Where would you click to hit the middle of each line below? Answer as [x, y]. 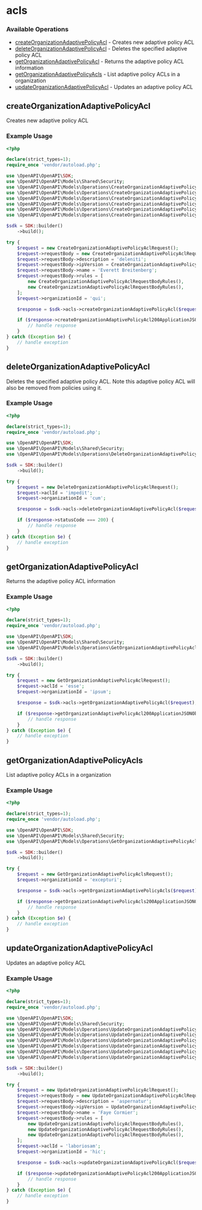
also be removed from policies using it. [54, 387]
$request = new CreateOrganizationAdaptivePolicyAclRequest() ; [98, 248]
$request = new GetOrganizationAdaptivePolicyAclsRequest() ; [95, 874]
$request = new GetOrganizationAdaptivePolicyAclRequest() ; [94, 681]
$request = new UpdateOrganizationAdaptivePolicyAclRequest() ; [98, 1090]
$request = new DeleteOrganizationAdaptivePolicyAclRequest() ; [98, 487]
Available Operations [38, 29]
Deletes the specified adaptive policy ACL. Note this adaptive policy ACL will [101, 381]
